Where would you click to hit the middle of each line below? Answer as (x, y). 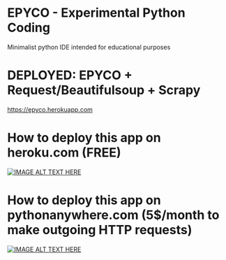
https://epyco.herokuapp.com (50, 109)
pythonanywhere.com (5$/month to (113, 215)
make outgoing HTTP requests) (100, 230)
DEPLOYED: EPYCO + (70, 75)
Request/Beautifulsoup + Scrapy (104, 91)
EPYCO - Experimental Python (97, 13)
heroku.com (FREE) (64, 153)
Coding (29, 28)
